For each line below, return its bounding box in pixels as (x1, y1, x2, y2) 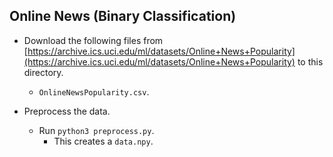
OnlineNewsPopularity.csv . (38, 85, 150, 98)
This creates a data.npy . (53, 135, 154, 147)
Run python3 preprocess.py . (38, 124, 155, 136)
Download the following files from (23, 34, 164, 46)
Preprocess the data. (23, 105, 111, 117)
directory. (23, 66, 64, 78)
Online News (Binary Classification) (9, 8, 237, 25)
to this (297, 55, 324, 68)
